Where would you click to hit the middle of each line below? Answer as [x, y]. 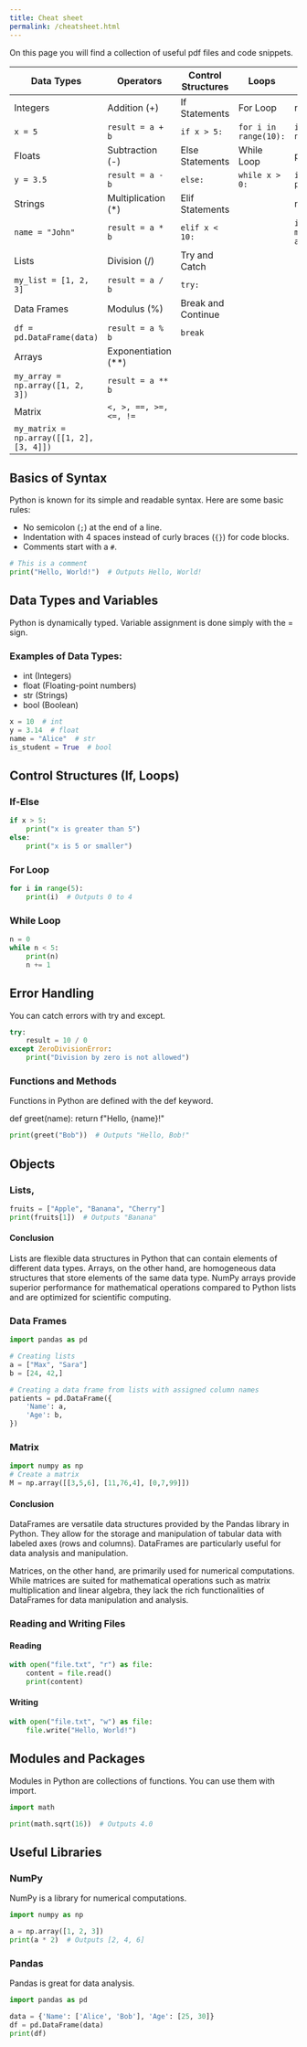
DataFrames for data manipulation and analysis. [99, 1600]
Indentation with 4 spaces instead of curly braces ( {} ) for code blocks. [156, 537]
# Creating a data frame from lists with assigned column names [134, 1390]
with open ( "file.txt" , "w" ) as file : [81, 1722]
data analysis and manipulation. [69, 1554]
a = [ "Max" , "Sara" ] [49, 1364]
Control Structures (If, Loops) [95, 776]
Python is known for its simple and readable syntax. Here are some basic [147, 500]
